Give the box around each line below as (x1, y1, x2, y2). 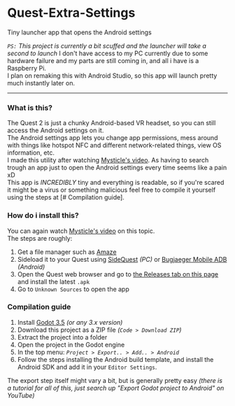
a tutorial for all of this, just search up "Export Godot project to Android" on (7, 384, 225, 392)
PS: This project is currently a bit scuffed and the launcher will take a (7, 41, 206, 50)
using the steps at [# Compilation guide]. (7, 193, 124, 202)
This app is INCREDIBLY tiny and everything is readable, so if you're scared (7, 178, 225, 187)
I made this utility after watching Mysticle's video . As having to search (7, 156, 209, 164)
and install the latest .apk (17, 277, 90, 286)
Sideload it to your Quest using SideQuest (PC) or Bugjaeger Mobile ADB (17, 255, 227, 263)
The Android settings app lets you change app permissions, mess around (7, 134, 218, 142)
